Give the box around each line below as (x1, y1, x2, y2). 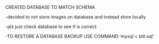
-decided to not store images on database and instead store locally (5, 14, 146, 19)
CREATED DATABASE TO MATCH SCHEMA (5, 4, 95, 10)
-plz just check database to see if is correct (5, 23, 97, 29)
